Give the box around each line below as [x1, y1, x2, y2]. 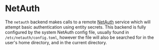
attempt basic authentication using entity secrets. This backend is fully [5, 24, 146, 30]
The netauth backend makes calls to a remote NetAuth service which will [5, 19, 151, 25]
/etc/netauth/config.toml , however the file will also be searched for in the [5, 34, 154, 40]
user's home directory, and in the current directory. [5, 39, 108, 45]
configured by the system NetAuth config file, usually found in [5, 29, 129, 35]
